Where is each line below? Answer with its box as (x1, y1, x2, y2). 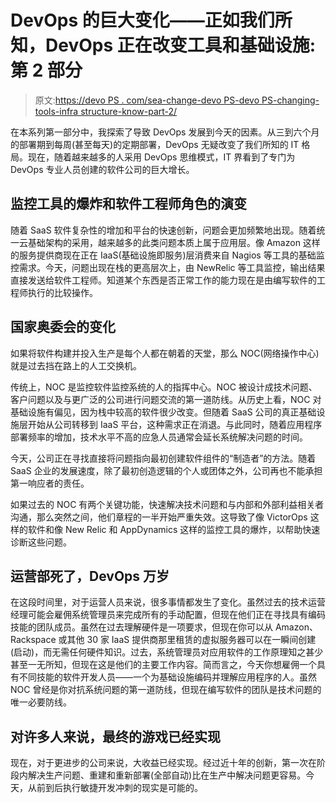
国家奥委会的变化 (10, 319, 116, 336)
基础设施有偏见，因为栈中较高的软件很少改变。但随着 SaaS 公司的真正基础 (10, 406, 317, 418)
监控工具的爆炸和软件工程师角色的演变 (10, 196, 247, 213)
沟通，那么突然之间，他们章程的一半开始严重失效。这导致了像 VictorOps (10, 511, 308, 523)
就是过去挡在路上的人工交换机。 (10, 359, 142, 371)
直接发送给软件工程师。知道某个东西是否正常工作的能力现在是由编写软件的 (10, 274, 317, 286)
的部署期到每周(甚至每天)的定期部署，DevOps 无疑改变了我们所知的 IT (10, 138, 300, 150)
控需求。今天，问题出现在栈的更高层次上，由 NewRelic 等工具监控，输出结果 (10, 261, 326, 273)
